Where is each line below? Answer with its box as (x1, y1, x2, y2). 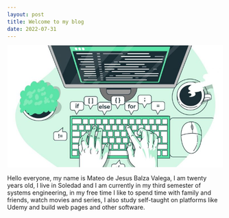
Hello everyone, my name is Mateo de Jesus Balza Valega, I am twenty (7, 173, 207, 182)
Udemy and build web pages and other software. (7, 203, 145, 211)
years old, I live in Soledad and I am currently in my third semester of (7, 181, 201, 189)
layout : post (7, 11, 45, 18)
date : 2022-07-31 (7, 25, 57, 32)
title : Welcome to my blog (7, 18, 84, 25)
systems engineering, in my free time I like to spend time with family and (7, 189, 211, 197)
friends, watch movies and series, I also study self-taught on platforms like (7, 195, 218, 204)
